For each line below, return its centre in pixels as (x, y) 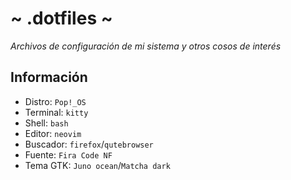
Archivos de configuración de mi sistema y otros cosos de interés (146, 46)
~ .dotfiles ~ (61, 18)
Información (49, 77)
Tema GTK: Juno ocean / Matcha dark (97, 165)
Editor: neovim (53, 133)
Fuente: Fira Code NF (68, 154)
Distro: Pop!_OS (55, 101)
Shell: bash (46, 123)
